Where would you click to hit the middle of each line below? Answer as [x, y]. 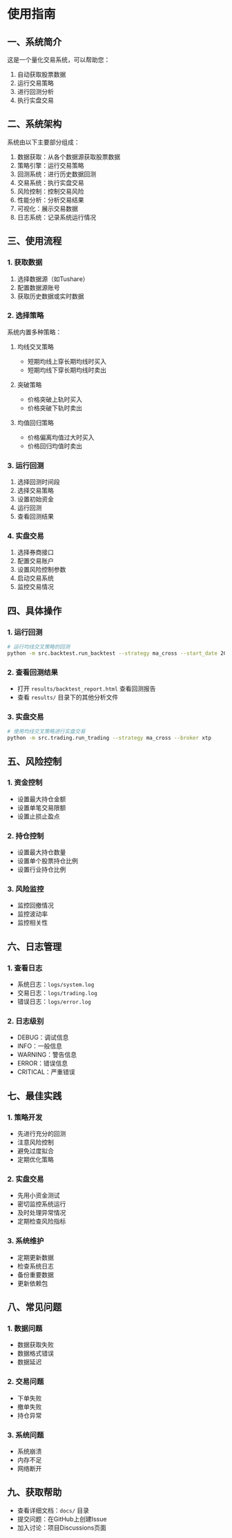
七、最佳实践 [35, 1096]
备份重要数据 [35, 1274]
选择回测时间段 [38, 482]
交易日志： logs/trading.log [57, 993]
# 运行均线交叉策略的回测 [39, 647]
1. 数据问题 [25, 1329]
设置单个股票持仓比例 [47, 861]
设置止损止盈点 [38, 816]
